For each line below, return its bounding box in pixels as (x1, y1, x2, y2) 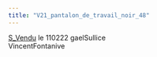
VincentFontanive (8, 41, 65, 51)
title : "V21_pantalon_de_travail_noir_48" (8, 11, 150, 20)
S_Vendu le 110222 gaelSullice (8, 33, 107, 42)
